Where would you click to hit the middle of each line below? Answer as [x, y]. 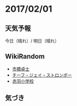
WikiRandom [25, 56]
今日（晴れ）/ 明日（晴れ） [32, 41]
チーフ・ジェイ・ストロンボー [42, 75]
